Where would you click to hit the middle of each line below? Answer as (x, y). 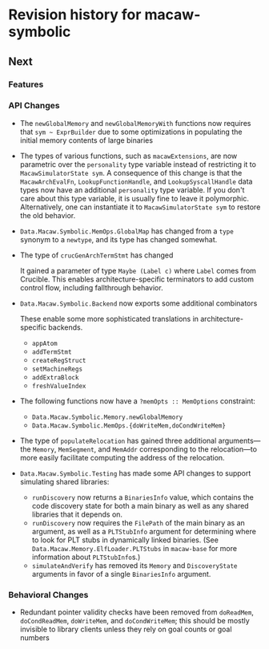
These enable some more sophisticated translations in (109, 318)
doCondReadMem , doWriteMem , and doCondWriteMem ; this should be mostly (134, 621)
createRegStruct (59, 360)
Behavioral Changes (48, 594)
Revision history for (75, 15)
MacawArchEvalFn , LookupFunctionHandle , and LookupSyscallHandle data (136, 181)
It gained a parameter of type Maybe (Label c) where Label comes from (138, 270)
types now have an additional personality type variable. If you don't (132, 189)
